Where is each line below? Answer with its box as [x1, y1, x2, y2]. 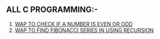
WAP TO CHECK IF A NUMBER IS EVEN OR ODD [14, 20, 133, 27]
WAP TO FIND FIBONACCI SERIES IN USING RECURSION [14, 27, 154, 34]
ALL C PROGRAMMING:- [6, 5, 98, 15]
